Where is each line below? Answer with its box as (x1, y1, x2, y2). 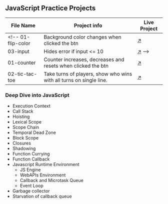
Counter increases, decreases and (43, 56, 124, 63)
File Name (10, 22, 36, 29)
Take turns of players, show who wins (43, 70, 132, 77)
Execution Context (12, 103, 51, 109)
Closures (12, 140, 31, 146)
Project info (74, 22, 102, 29)
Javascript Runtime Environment (12, 161, 79, 167)
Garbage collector (12, 188, 50, 194)
